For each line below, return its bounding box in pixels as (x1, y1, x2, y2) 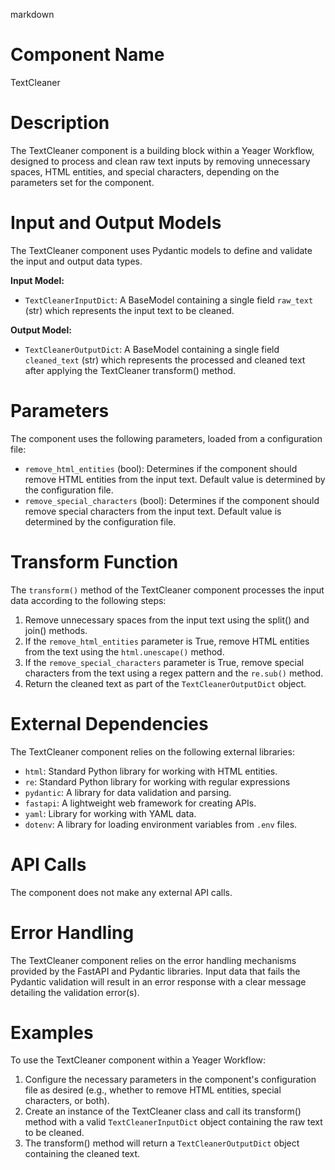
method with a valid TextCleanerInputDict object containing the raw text (24, 1116, 323, 1128)
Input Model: (10, 274, 65, 286)
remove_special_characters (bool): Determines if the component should (24, 494, 320, 506)
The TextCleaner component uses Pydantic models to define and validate (10, 244, 313, 256)
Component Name (10, 44, 165, 66)
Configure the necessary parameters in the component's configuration (24, 1074, 317, 1086)
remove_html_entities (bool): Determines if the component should (24, 462, 298, 474)
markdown (10, 9, 55, 20)
